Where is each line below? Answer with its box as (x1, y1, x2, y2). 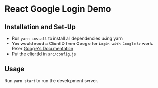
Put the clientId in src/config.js (11, 51, 76, 57)
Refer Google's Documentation (11, 46, 74, 51)
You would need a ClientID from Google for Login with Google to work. (11, 41, 154, 46)
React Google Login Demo (4, 3, 111, 15)
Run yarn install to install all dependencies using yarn (11, 35, 123, 41)
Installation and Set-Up (4, 23, 76, 31)
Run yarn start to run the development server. (4, 77, 98, 83)
